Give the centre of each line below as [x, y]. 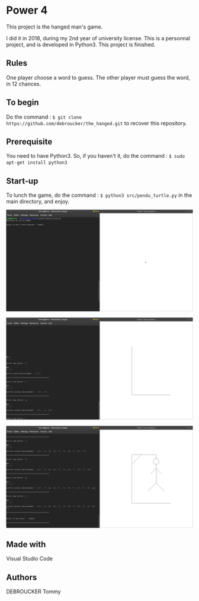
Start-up [22, 181]
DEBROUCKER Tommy [33, 592]
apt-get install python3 [37, 163]
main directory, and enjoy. [38, 202]
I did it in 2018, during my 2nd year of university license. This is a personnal [98, 38]
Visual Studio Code [30, 559]
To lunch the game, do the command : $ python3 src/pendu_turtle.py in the [99, 195]
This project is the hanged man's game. [54, 27]
